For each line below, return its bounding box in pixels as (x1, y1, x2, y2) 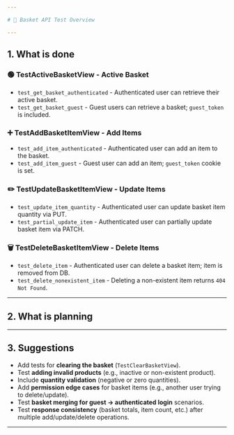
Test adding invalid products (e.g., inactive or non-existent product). (17, 368, 216, 376)
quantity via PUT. (17, 210, 68, 218)
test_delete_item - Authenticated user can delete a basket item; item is (17, 262, 223, 270)
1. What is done (7, 48, 75, 60)
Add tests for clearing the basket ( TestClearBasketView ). (17, 361, 181, 369)
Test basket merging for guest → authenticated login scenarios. (17, 398, 204, 406)
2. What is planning (7, 311, 93, 322)
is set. (17, 166, 35, 175)
